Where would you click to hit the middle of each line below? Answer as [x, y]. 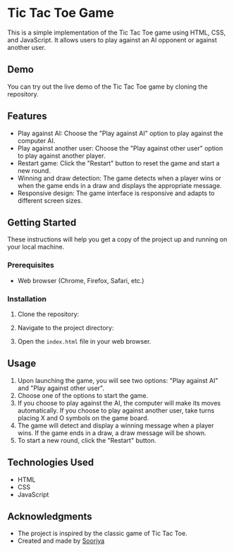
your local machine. [36, 247]
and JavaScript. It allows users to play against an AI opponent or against [112, 39]
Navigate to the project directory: [66, 327]
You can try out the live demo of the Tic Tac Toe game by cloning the [107, 87]
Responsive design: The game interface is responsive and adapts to [116, 193]
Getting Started [42, 222]
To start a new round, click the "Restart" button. [87, 440]
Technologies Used [50, 463]
